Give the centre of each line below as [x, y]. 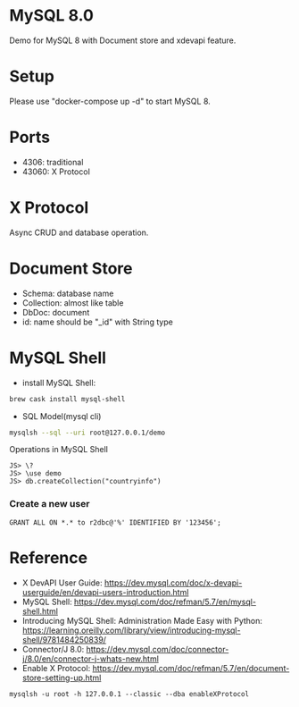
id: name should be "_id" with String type [98, 322]
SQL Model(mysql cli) [62, 416]
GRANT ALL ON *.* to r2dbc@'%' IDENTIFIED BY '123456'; [115, 522]
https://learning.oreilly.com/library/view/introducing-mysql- [131, 630]
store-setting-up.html [62, 678]
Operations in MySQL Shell [59, 450]
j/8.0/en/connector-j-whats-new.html [90, 659]
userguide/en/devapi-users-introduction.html [105, 592]
